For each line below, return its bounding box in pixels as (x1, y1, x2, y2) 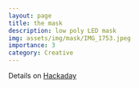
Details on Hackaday (8, 71, 77, 80)
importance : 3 (8, 42, 56, 50)
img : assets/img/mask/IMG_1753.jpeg (8, 34, 131, 42)
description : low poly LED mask (8, 26, 117, 34)
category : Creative (8, 49, 74, 57)
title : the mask (8, 19, 63, 27)
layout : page (8, 11, 52, 20)
